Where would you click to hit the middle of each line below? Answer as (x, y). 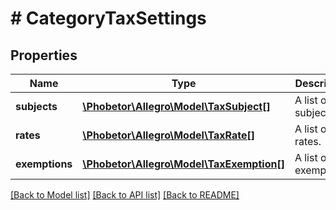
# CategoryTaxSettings (108, 18)
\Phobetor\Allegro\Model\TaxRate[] (168, 135)
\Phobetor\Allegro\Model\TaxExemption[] (183, 164)
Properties (44, 55)
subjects (36, 106)
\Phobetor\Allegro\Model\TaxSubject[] (176, 106)
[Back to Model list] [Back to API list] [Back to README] (125, 195)
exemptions (44, 164)
